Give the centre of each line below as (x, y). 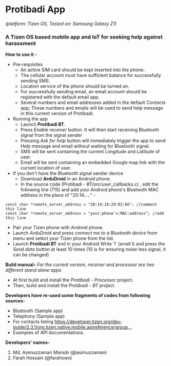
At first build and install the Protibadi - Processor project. (73, 280)
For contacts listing (33, 322)
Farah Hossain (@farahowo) (42, 358)
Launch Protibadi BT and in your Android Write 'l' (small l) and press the (89, 244)
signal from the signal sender (51, 135)
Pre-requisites (28, 65)
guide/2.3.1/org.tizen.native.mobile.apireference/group (70, 327)
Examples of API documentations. (49, 333)
